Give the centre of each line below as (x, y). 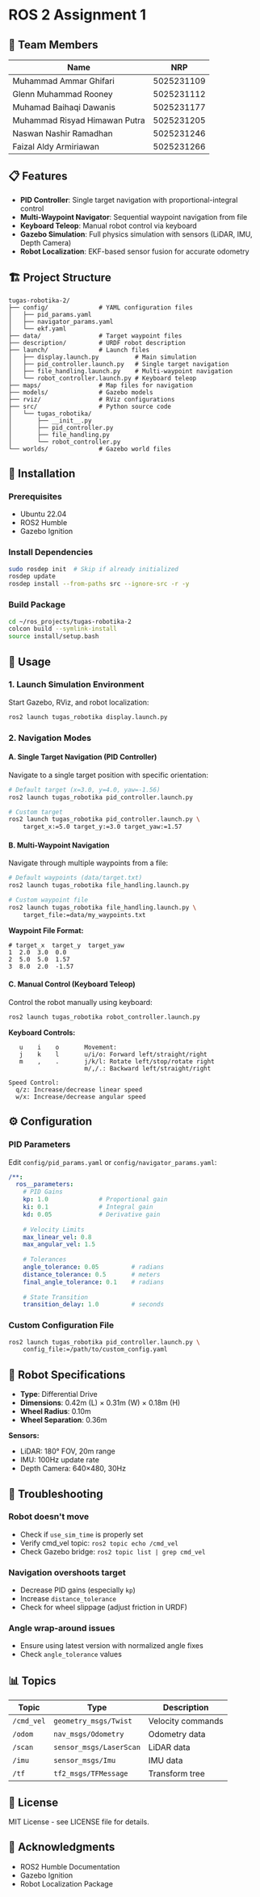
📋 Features (38, 177)
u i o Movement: (68, 1047)
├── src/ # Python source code (90, 406)
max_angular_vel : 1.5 (59, 1245)
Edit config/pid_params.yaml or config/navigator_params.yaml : (113, 1162)
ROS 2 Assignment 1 (78, 15)
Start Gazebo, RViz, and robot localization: (79, 702)
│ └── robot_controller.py (65, 442)
